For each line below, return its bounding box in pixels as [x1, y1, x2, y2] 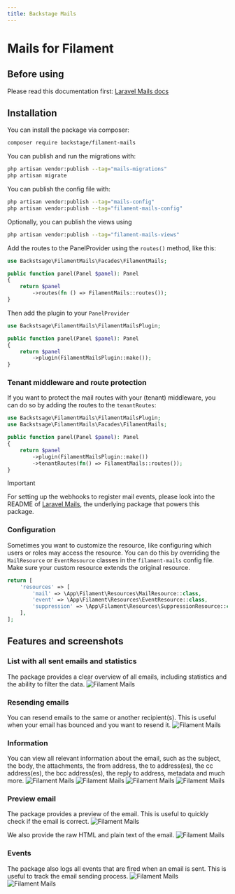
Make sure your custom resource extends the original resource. [7, 563, 190, 571]
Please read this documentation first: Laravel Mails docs [7, 87, 169, 95]
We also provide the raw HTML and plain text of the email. [7, 831, 175, 839]
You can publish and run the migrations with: [7, 152, 136, 161]
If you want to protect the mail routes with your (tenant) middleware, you [7, 393, 216, 402]
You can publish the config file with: [7, 185, 111, 194]
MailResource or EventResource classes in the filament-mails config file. [7, 555, 215, 564]
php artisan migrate [7, 172, 68, 180]
